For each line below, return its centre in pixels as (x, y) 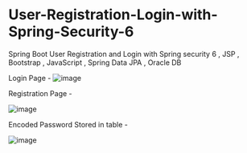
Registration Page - (40, 93)
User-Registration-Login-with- (113, 15)
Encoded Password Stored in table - (68, 124)
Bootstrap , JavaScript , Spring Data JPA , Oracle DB (95, 62)
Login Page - (30, 78)
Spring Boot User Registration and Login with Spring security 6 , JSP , (124, 54)
